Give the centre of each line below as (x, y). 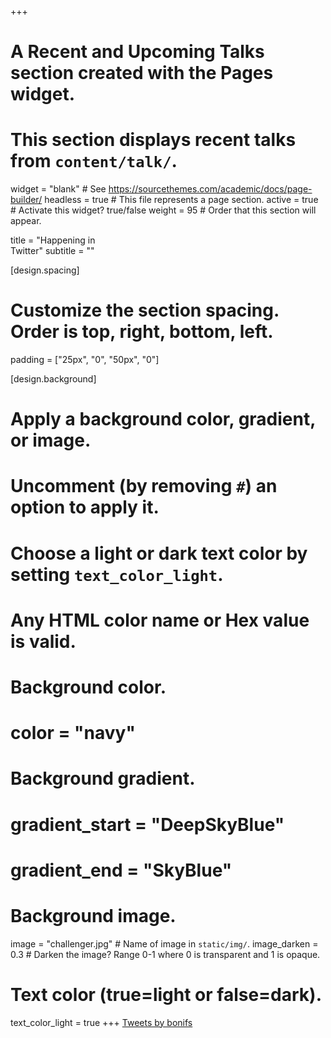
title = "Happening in (53, 240)
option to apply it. (85, 507)
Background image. (93, 915)
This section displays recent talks (153, 140)
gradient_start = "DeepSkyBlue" (147, 824)
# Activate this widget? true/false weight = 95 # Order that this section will (163, 210)
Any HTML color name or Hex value (160, 620)
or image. (51, 440)
